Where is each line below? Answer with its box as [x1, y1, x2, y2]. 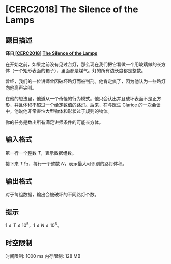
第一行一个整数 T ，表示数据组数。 [5, 150, 76, 156]
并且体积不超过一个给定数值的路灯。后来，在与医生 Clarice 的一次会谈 [14, 102, 161, 108]
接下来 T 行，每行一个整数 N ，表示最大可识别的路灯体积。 [5, 160, 127, 166]
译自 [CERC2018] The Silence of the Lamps [5, 50, 98, 56]
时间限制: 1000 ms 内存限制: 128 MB [5, 253, 81, 259]
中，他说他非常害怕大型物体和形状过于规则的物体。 [5, 108, 112, 114]
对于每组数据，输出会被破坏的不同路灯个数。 [5, 191, 99, 197]
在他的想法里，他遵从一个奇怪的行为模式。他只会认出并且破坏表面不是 [5, 96, 153, 101]
